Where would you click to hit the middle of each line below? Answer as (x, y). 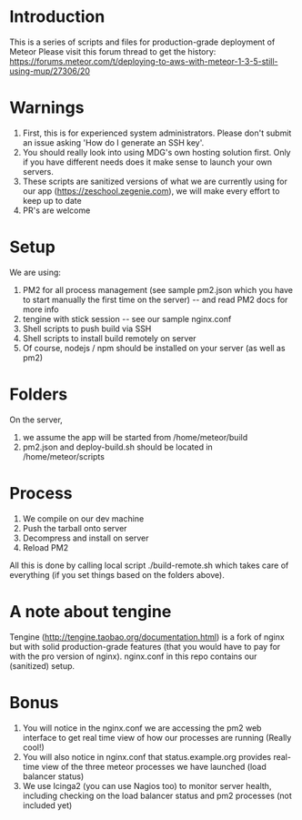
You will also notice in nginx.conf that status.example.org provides (146, 756)
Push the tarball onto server (75, 528)
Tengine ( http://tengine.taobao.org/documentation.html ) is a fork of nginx (147, 637)
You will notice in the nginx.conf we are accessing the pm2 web (142, 728)
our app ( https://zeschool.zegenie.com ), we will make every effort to (151, 191)
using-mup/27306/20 (50, 71)
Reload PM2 (45, 547)
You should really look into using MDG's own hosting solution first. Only (156, 152)
